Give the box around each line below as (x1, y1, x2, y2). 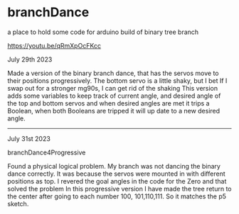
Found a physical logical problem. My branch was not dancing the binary (7, 162, 221, 170)
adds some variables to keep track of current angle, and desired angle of (7, 91, 221, 100)
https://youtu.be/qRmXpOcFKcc (7, 41, 102, 50)
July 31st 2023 (7, 134, 51, 142)
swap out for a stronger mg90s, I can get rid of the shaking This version (7, 84, 218, 92)
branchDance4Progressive (7, 148, 86, 157)
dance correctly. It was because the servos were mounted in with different (7, 169, 225, 178)
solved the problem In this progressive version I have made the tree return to (7, 184, 232, 193)
